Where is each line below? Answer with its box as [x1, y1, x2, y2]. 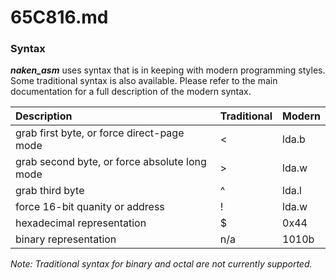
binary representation [15, 232, 117, 246]
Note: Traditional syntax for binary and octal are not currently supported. [10, 258, 313, 270]
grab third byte [15, 184, 85, 198]
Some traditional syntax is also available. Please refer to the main [10, 75, 278, 87]
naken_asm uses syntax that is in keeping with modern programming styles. [10, 64, 326, 76]
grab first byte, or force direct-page [15, 126, 185, 140]
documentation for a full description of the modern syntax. [10, 86, 252, 98]
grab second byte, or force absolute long [15, 155, 207, 169]
